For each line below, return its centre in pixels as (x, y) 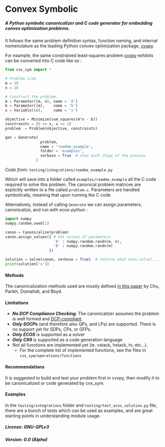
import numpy (18, 219)
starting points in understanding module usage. (53, 415)
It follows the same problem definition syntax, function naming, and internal (82, 41)
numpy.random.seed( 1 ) (27, 223)
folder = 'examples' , (62, 151)
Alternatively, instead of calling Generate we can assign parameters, (74, 205)
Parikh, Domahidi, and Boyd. (34, 291)
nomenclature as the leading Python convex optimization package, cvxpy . (80, 46)
